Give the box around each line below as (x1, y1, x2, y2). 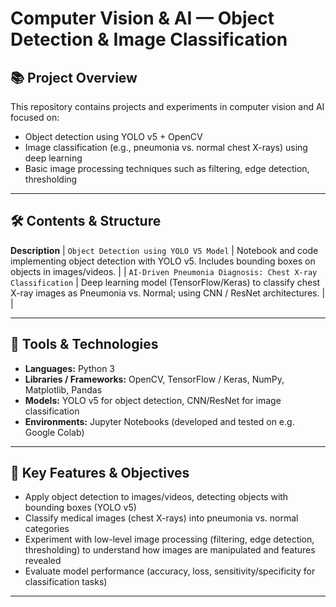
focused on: (10, 112, 60, 123)
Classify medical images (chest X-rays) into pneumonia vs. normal (24, 512, 299, 524)
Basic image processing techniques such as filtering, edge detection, (24, 163, 310, 174)
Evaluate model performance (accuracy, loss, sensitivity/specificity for (24, 565, 316, 577)
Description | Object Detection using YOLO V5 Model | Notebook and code (10, 244, 319, 256)
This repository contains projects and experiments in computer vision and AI (10, 101, 325, 112)
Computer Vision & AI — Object (10, 7, 275, 30)
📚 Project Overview (10, 69, 138, 86)
